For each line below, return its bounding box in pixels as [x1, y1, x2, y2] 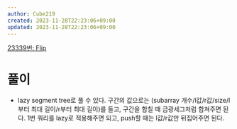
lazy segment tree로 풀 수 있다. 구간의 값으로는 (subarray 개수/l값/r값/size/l [17, 96, 231, 105]
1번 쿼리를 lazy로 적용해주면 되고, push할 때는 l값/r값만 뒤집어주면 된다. [27, 114, 225, 123]
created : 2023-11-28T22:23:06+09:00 [7, 17, 116, 24]
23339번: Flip [7, 44, 47, 52]
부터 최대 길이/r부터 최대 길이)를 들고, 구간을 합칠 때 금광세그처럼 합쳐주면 [17, 105, 221, 113]
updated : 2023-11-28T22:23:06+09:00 [7, 23, 116, 30]
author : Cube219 [7, 10, 55, 18]
